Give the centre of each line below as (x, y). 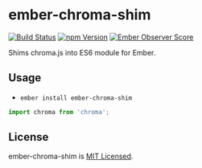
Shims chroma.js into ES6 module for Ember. (82, 52)
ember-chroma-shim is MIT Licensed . (71, 156)
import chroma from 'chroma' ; (59, 112)
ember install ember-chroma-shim (76, 98)
